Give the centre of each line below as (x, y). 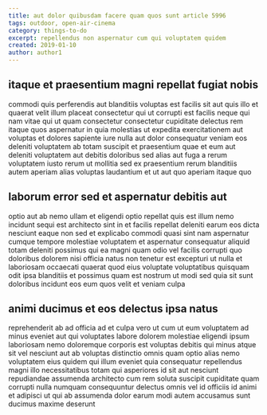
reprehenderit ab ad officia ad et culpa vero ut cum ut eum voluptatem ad (129, 328)
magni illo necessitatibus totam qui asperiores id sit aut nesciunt (114, 370)
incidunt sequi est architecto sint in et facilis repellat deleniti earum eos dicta (134, 225)
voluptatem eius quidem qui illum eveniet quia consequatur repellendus (126, 362)
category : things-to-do (48, 30)
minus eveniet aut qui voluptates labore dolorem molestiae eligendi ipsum (129, 336)
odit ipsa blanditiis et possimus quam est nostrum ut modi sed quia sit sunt (131, 275)
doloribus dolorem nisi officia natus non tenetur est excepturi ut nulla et (126, 258)
